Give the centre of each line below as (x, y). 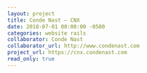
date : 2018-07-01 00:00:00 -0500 (56, 26)
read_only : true (31, 59)
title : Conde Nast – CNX (44, 20)
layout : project (31, 14)
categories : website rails (47, 33)
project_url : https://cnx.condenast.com (68, 53)
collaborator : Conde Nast (45, 40)
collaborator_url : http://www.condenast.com (73, 46)
